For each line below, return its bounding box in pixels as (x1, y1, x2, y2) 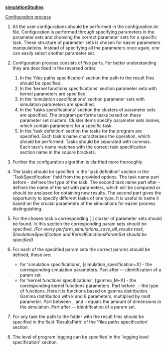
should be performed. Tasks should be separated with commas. (19, 138, 151, 144)
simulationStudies (5, 4, 44, 10)
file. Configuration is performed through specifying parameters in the (12, 29, 155, 34)
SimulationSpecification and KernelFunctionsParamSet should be (12, 231, 147, 237)
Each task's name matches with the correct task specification (19, 144, 147, 149)
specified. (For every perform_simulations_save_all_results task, (12, 226, 145, 232)
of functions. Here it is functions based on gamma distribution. (19, 288, 149, 294)
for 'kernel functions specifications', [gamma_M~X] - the (19, 277, 136, 283)
